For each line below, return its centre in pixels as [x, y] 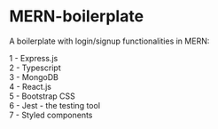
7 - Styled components [51, 115]
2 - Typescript [35, 68]
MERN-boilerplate [77, 16]
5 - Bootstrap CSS [42, 96]
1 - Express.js [34, 58]
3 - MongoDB [34, 77]
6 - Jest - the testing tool [54, 105]
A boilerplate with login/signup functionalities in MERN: [109, 41]
